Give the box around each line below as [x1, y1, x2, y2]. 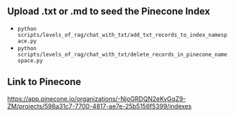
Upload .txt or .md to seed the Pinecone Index [7, 6, 211, 17]
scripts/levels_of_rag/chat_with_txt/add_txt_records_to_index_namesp [17, 31, 228, 38]
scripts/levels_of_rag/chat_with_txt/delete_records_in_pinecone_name [17, 51, 228, 58]
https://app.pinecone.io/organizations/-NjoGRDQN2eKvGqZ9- [7, 94, 187, 103]
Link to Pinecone [7, 76, 82, 88]
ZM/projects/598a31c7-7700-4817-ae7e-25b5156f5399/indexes [7, 102, 192, 110]
